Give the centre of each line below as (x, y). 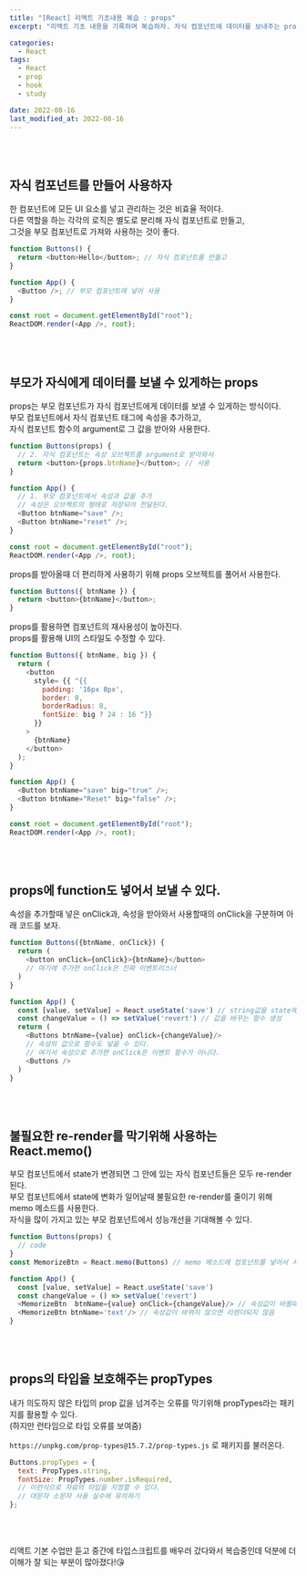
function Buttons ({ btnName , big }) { (83, 656)
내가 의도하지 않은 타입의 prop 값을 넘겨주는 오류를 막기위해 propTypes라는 (143, 1403)
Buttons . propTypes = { (52, 1462)
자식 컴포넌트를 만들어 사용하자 (91, 185)
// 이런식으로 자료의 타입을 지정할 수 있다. (89, 1488)
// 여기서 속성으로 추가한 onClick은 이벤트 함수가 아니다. (123, 1052)
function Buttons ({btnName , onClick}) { (87, 943)
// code (32, 1246)
